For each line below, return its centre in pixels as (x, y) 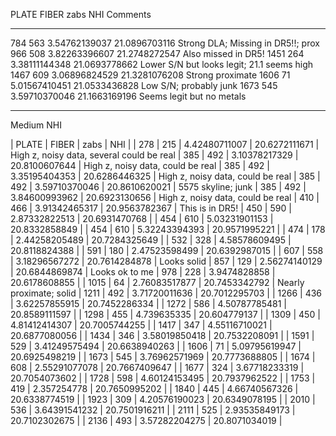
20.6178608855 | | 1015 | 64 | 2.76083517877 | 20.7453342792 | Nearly (157, 282)
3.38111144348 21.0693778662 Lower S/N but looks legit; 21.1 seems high (162, 64)
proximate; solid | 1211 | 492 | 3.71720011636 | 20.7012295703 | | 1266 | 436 (166, 293)
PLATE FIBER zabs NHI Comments (81, 14)
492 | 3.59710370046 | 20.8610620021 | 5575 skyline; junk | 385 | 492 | (158, 187)
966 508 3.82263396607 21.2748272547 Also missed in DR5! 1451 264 (157, 53)
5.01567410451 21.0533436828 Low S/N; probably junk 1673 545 (144, 85)
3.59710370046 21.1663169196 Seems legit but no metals (128, 96)
